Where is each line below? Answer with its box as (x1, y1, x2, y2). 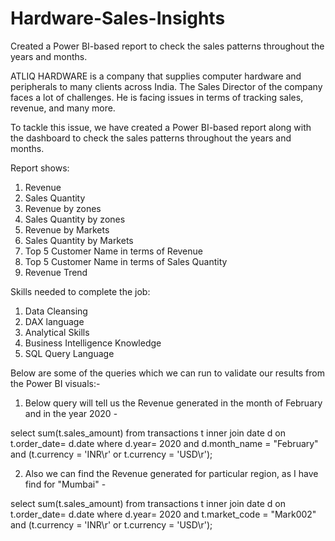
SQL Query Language (24, 347, 115, 359)
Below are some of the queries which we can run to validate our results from (10, 367, 325, 379)
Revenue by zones (24, 202, 102, 214)
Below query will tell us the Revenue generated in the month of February (24, 397, 323, 409)
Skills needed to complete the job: (10, 285, 151, 297)
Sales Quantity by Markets (24, 234, 134, 246)
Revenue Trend (24, 266, 88, 278)
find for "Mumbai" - (24, 478, 107, 490)
